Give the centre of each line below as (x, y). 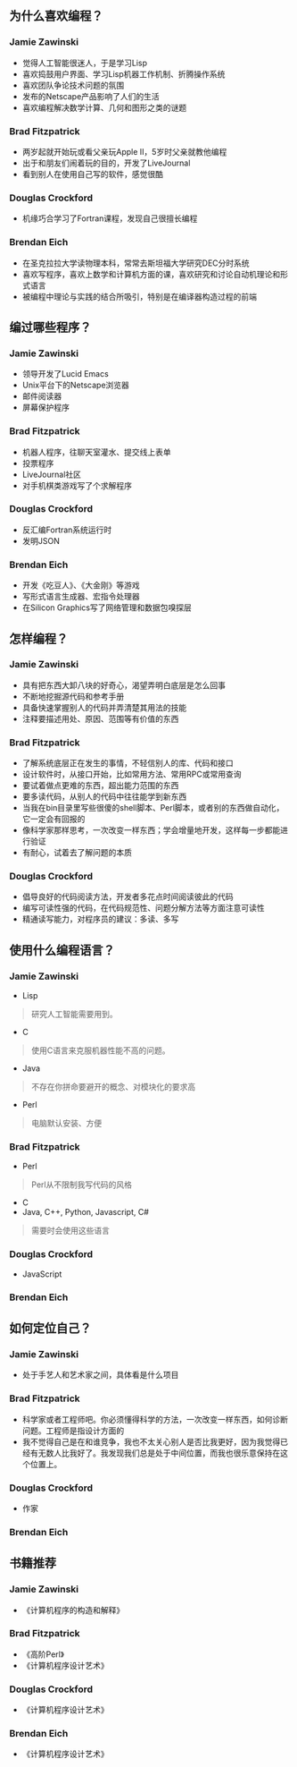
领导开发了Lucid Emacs (65, 374)
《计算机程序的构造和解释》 (73, 1610)
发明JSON (41, 540)
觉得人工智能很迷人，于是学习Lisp (85, 63)
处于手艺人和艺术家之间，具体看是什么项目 (100, 1375)
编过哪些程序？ (50, 327)
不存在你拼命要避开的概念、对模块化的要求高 (113, 1087)
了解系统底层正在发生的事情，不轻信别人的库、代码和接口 (128, 763)
